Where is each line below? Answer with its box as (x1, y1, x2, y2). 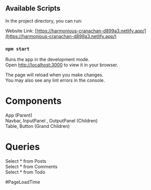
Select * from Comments (5, 163, 58, 169)
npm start (5, 46, 30, 52)
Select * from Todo (5, 169, 46, 175)
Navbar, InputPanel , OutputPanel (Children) (5, 118, 98, 124)
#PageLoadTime (5, 179, 40, 185)
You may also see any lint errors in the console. (5, 77, 105, 84)
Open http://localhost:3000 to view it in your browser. (5, 62, 119, 68)
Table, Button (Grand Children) (5, 123, 70, 129)
